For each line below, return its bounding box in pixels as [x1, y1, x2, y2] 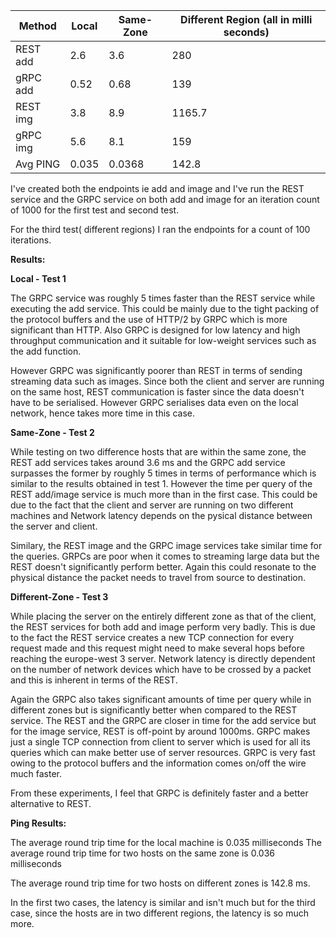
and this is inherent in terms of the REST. [10, 674, 178, 686]
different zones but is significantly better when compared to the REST [10, 704, 298, 716]
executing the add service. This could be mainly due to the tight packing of [10, 303, 320, 314]
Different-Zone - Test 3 [10, 591, 109, 603]
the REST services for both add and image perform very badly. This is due [10, 621, 316, 633]
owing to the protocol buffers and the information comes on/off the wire [10, 757, 307, 769]
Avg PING [15, 157, 61, 171]
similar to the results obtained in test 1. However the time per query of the [10, 478, 313, 489]
